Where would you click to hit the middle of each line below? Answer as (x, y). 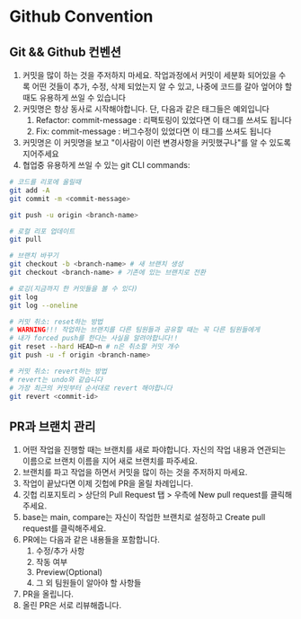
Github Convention (81, 17)
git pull (26, 240)
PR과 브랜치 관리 (53, 426)
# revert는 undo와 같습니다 (56, 379)
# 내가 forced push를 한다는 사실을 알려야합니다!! (94, 339)
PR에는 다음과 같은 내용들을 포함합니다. (91, 540)
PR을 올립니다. (48, 594)
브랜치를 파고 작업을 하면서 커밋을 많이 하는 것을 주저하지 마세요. (135, 473)
